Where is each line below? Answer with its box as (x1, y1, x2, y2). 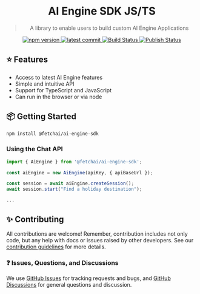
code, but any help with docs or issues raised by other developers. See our (6, 236, 194, 244)
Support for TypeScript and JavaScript (15, 86, 112, 94)
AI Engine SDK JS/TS (48, 4, 156, 18)
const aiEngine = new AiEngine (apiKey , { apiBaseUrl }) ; (6, 169, 153, 176)
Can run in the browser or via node (15, 93, 102, 100)
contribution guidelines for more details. (6, 243, 106, 250)
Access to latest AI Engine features (15, 73, 103, 81)
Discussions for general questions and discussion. (6, 281, 132, 289)
